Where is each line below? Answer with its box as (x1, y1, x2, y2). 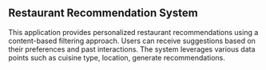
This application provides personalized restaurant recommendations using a (8, 27, 259, 37)
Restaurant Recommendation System (8, 6, 198, 20)
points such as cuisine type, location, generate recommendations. (8, 52, 226, 62)
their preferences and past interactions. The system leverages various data (8, 44, 256, 54)
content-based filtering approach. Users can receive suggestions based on (8, 36, 256, 45)
